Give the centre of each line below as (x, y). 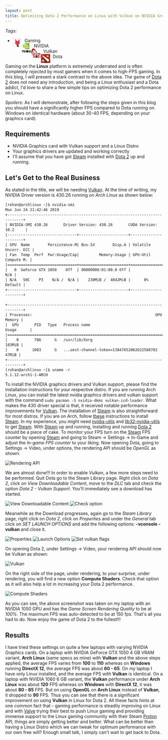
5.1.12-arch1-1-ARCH (27, 375)
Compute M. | (19, 260)
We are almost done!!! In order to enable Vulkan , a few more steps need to (82, 473)
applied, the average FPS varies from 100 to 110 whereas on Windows (78, 663)
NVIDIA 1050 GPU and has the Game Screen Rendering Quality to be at (78, 609)
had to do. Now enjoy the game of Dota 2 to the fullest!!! (63, 619)
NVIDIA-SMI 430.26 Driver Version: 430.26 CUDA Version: (83, 225)
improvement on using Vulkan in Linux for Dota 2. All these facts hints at (80, 700)
